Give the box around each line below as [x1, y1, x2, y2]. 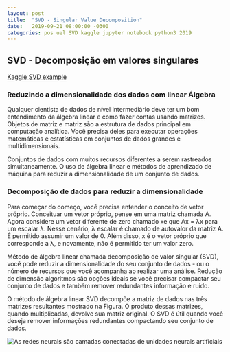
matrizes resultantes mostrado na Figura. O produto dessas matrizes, [7, 302, 203, 310]
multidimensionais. [7, 142, 60, 150]
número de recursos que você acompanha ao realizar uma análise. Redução [7, 267, 223, 275]
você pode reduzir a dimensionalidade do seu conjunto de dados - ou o [7, 259, 209, 268]
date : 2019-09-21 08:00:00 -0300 [7, 23, 109, 30]
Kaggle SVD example [7, 73, 67, 81]
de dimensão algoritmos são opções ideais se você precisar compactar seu [7, 274, 221, 282]
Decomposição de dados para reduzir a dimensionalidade [7, 187, 204, 196]
